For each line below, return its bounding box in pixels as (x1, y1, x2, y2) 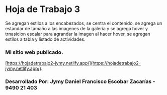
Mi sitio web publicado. (5, 49, 63, 56)
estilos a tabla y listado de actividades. (5, 36, 86, 42)
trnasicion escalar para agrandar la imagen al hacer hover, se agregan (5, 31, 150, 37)
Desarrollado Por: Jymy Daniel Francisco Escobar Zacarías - (5, 78, 155, 85)
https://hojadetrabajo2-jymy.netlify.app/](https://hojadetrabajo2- (7, 60, 141, 66)
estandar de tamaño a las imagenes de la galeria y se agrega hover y (5, 25, 148, 31)
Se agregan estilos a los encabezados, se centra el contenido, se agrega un (5, 20, 162, 26)
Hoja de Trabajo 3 (5, 4, 80, 15)
